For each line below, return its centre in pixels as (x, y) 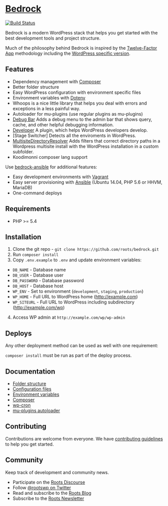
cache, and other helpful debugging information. (63, 124)
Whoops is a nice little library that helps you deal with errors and (80, 103)
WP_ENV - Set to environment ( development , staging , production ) (78, 291)
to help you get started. (30, 444)
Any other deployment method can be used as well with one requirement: (82, 346)
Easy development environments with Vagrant (60, 177)
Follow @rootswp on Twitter (42, 487)
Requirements (28, 209)
